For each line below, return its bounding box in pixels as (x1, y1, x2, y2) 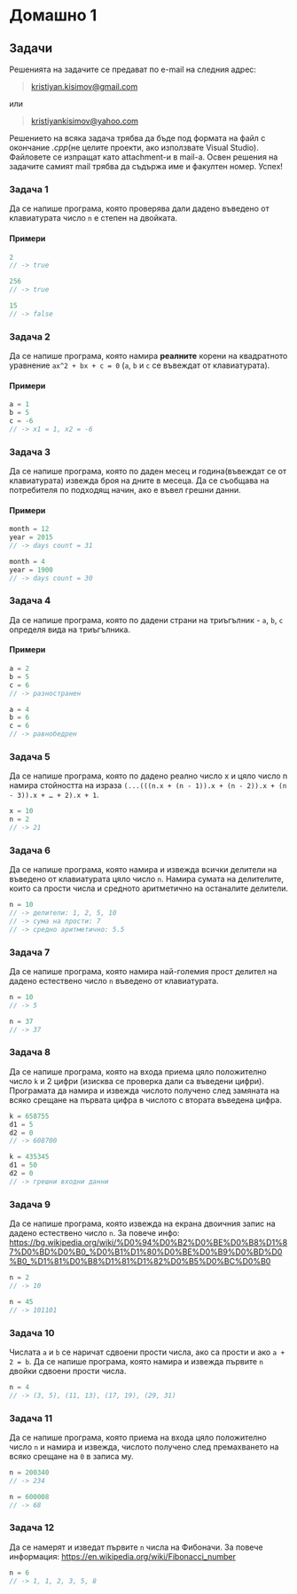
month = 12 (9, 525, 50, 534)
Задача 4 (9, 595, 51, 607)
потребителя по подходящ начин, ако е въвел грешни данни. (9, 485, 241, 496)
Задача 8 (9, 1046, 51, 1059)
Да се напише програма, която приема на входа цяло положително (9, 1432, 268, 1442)
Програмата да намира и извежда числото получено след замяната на (9, 1085, 280, 1096)
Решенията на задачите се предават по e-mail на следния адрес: (9, 64, 257, 74)
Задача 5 (9, 750, 51, 762)
